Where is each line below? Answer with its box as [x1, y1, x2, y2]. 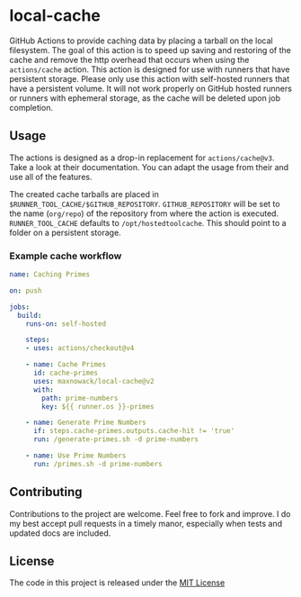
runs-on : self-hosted [25, 319, 106, 329]
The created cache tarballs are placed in [9, 188, 159, 199]
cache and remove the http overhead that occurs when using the [9, 54, 250, 65]
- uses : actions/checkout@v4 [25, 344, 135, 353]
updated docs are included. [9, 528, 111, 538]
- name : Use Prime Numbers [25, 451, 127, 460]
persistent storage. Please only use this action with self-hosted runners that [9, 73, 290, 84]
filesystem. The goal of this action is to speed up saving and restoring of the [9, 44, 292, 55]
